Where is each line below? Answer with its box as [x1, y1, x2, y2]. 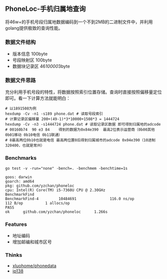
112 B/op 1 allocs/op [5, 201, 70, 206]
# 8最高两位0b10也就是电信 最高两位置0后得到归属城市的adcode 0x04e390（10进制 [5, 138, 156, 143]
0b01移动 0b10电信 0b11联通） [5, 133, 63, 138]
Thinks [5, 251, 22, 258]
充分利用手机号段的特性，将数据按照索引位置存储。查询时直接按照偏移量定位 [5, 89, 162, 95]
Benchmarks [5, 154, 37, 161]
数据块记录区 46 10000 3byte [12, 64, 71, 70]
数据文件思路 [5, 77, 36, 84]
